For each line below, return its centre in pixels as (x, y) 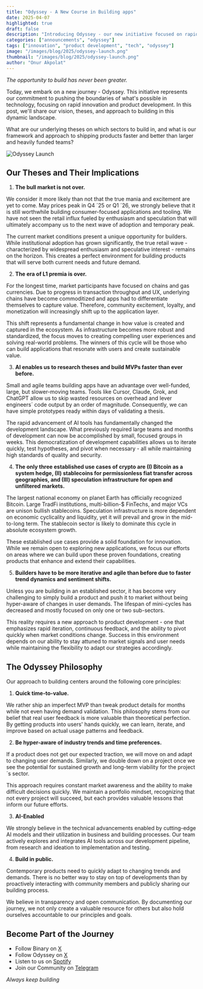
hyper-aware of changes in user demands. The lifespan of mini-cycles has (99, 604)
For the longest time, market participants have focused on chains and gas (98, 286)
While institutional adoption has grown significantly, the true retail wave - (97, 243)
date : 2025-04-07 (28, 18)
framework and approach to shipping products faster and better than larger (100, 135)
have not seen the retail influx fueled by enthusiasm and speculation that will (101, 218)
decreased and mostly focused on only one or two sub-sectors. (85, 610)
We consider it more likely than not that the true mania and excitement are (98, 199)
